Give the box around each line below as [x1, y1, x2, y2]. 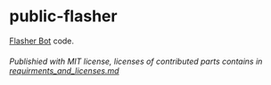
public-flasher [9, 6, 118, 27]
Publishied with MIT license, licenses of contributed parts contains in [9, 56, 263, 66]
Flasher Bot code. [9, 35, 74, 46]
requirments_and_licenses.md [9, 65, 119, 76]
